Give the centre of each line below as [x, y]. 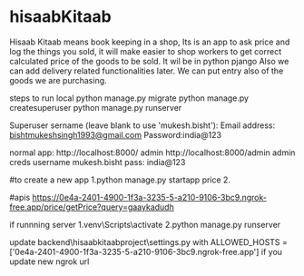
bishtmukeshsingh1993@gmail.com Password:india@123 [116, 134]
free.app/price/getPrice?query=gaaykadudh [92, 207]
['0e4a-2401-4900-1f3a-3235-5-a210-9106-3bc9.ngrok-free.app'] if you [146, 251]
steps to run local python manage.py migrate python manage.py [129, 98]
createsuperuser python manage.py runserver [96, 107]
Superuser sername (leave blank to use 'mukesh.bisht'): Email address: [142, 125]
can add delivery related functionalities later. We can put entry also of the [147, 71]
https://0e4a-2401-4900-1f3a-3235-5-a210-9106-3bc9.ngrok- [150, 197]
